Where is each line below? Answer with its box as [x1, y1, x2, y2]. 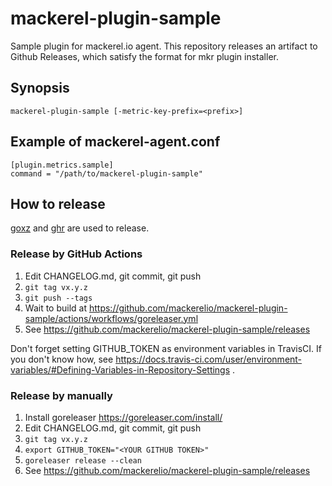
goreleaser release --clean [24, 455, 142, 466]
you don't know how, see [10, 353, 114, 365]
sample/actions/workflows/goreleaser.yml [24, 312, 199, 324]
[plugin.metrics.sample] [10, 160, 114, 170]
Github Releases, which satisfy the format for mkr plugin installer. [10, 50, 279, 62]
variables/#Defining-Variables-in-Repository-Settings [10, 363, 231, 376]
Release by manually [10, 388, 113, 402]
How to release [10, 195, 106, 212]
